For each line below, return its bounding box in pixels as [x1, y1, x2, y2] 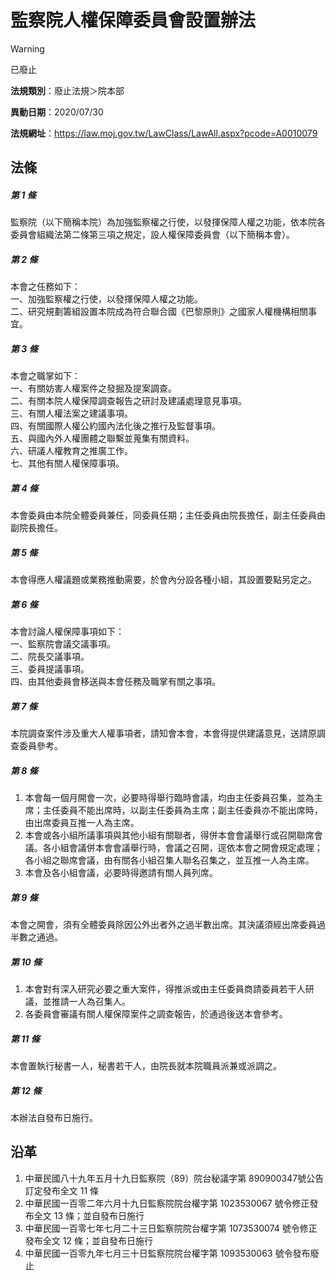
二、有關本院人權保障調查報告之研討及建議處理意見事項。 [10, 395, 247, 407]
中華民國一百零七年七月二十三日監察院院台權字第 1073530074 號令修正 [24, 1222, 318, 1234]
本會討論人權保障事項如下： [10, 626, 125, 638]
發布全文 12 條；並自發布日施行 [24, 1234, 153, 1246]
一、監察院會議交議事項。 [10, 638, 116, 650]
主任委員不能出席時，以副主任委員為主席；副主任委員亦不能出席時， [42, 804, 323, 816]
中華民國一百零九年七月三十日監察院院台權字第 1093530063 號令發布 [24, 1247, 311, 1259]
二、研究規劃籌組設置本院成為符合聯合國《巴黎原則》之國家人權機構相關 [10, 306, 308, 318]
